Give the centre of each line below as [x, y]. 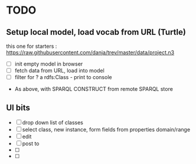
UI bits [18, 108]
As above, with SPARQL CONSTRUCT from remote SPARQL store [94, 89]
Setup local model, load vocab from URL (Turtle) [96, 32]
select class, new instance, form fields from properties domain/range [106, 129]
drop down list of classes [53, 122]
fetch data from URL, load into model [59, 71]
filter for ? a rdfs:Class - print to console [63, 77]
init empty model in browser [49, 64]
